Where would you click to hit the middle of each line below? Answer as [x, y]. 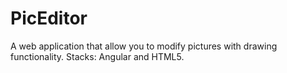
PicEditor [49, 18]
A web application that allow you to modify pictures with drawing [144, 46]
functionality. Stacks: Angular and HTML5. [97, 56]
